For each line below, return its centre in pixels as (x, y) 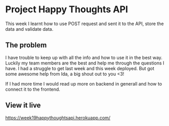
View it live (23, 105)
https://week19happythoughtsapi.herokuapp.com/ (58, 118)
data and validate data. (29, 29)
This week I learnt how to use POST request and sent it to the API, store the (85, 24)
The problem (26, 45)
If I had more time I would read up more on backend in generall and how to (84, 83)
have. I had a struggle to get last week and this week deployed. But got (80, 68)
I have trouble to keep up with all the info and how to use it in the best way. (84, 57)
